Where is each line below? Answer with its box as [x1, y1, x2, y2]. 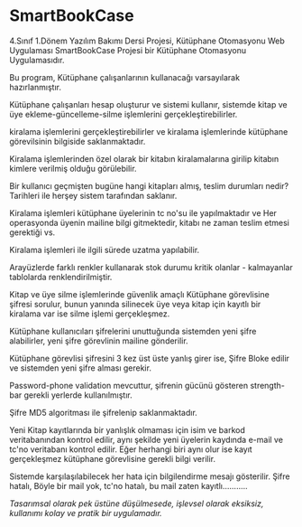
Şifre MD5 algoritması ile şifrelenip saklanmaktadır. [9, 407, 198, 418]
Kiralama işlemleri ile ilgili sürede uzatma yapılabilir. [9, 244, 200, 255]
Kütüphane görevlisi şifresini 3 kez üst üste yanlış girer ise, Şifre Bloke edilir [9, 353, 290, 363]
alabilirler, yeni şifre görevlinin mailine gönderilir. [9, 335, 188, 346]
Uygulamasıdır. [9, 54, 65, 65]
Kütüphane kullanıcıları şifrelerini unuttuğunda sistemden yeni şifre [9, 325, 257, 336]
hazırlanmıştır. [9, 81, 61, 92]
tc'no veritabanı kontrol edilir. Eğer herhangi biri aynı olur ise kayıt [9, 444, 252, 455]
